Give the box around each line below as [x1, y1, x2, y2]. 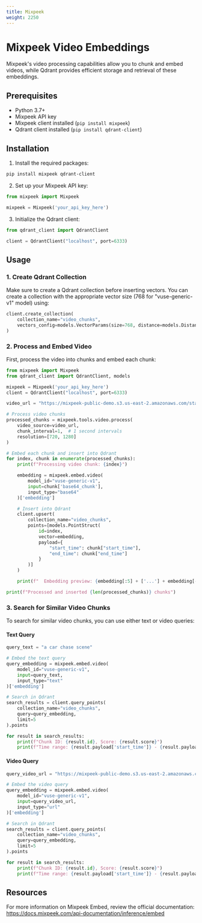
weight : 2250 [6, 14, 39, 21]
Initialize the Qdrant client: [14, 215, 80, 223]
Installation [6, 143, 49, 154]
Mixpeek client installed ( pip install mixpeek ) [14, 119, 130, 127]
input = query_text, [17, 672, 63, 678]
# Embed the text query [6, 655, 66, 661]
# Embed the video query [6, 782, 69, 788]
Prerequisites [6, 90, 58, 101]
